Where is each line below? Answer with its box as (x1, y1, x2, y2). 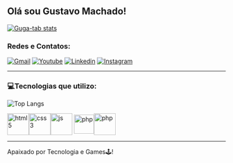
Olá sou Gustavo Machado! (7, 6, 127, 17)
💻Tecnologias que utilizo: (7, 81, 97, 91)
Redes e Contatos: (7, 41, 71, 51)
